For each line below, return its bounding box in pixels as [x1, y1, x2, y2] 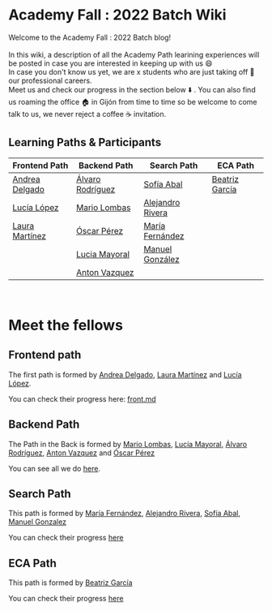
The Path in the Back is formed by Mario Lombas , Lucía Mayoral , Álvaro [8, 439, 248, 449]
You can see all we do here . [8, 463, 101, 473]
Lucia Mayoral [75, 248, 130, 260]
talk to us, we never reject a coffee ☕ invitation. [8, 109, 167, 118]
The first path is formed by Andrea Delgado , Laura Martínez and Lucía [8, 369, 242, 379]
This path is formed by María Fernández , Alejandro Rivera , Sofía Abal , [8, 509, 241, 518]
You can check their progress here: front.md [8, 394, 156, 403]
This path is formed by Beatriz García [8, 578, 133, 587]
